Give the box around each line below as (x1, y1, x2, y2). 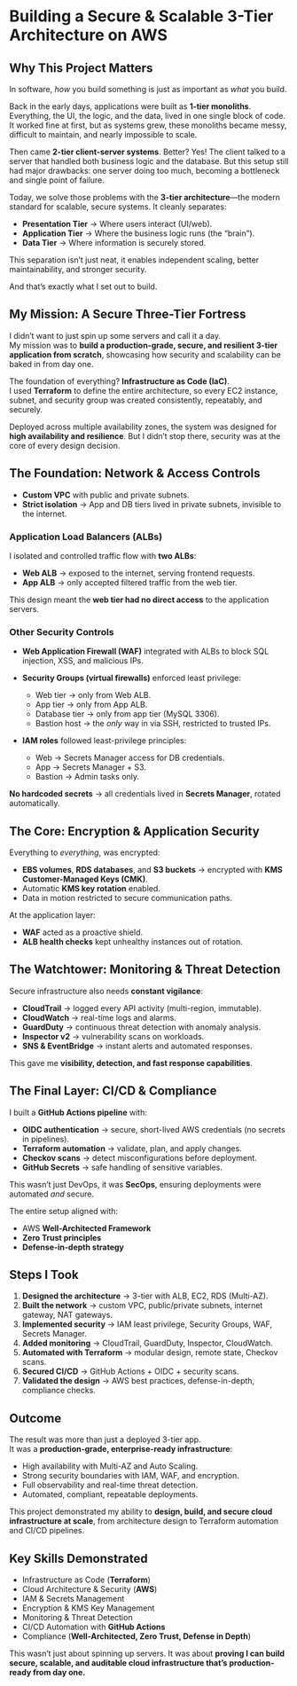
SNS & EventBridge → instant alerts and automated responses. (21, 1040, 253, 1051)
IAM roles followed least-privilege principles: (21, 735, 187, 746)
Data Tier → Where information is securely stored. (21, 238, 207, 247)
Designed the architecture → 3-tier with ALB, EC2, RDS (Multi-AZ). (21, 1290, 269, 1301)
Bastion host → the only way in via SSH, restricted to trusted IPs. (35, 718, 271, 729)
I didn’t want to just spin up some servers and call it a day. (9, 330, 222, 341)
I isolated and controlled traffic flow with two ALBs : (9, 550, 197, 561)
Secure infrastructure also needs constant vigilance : (9, 985, 204, 996)
